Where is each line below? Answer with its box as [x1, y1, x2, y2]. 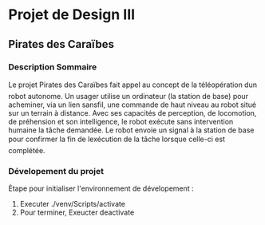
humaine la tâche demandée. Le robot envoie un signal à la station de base [8, 125, 255, 135]
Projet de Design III [8, 6, 136, 24]
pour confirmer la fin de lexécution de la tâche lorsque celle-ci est [8, 134, 226, 144]
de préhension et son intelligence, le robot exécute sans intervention [8, 116, 234, 126]
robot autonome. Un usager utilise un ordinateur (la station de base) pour [8, 91, 249, 101]
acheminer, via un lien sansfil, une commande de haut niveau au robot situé [8, 100, 257, 109]
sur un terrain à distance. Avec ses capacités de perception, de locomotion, [8, 108, 257, 117]
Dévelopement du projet [8, 165, 104, 176]
